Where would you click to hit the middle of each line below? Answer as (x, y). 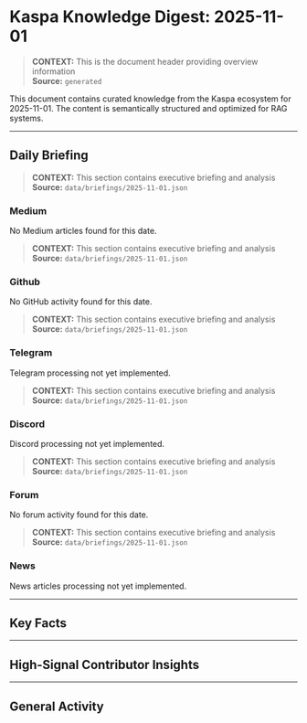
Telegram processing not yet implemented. (90, 373)
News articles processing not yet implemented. (98, 586)
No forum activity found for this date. (79, 515)
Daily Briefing (49, 156)
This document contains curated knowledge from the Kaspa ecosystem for (150, 99)
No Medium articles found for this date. (83, 231)
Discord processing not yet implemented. (87, 443)
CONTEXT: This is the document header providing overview (145, 61)
